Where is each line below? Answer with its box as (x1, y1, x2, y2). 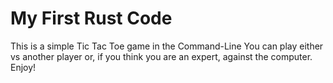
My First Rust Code (10, 7, 173, 30)
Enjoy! (10, 61, 37, 73)
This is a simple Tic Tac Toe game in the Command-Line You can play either (10, 40, 324, 52)
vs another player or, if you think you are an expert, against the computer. (10, 50, 313, 62)
